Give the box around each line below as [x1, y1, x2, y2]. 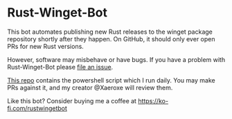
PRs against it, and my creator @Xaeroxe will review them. [7, 83, 173, 91]
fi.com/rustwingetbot [7, 104, 68, 112]
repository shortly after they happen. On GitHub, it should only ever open [7, 34, 215, 43]
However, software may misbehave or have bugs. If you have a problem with [7, 55, 226, 63]
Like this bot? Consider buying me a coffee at [7, 96, 137, 105]
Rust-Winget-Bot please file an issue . [7, 63, 114, 71]
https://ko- [138, 96, 168, 105]
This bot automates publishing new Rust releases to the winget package [7, 28, 213, 36]
